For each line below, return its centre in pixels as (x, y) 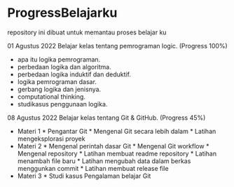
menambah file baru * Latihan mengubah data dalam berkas (104, 161)
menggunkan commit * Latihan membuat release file (93, 168)
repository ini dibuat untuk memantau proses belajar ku (87, 32)
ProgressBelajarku (62, 13)
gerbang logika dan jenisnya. (59, 89)
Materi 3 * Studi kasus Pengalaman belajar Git (84, 176)
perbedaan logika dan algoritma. (64, 67)
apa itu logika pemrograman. (59, 59)
